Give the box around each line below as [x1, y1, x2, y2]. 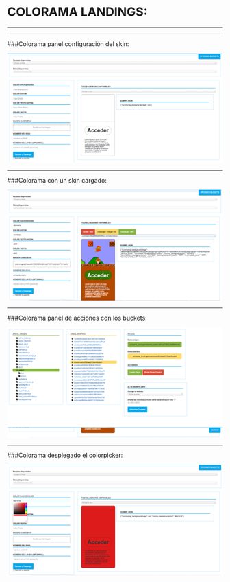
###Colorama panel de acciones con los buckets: [7, 314, 147, 323]
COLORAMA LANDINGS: [7, 4, 149, 20]
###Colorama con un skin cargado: [7, 176, 107, 185]
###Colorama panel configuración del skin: [7, 39, 129, 48]
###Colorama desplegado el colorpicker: [7, 451, 123, 460]
